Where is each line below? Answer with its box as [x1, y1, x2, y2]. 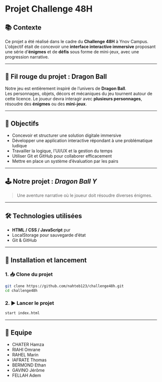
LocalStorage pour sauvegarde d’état [12, 232, 86, 238]
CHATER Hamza [12, 341, 44, 347]
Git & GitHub [12, 238, 37, 243]
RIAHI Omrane [12, 347, 40, 352]
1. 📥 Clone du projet [5, 271, 53, 277]
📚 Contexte [5, 23, 42, 32]
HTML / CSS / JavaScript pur [12, 227, 71, 233]
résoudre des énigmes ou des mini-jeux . [5, 101, 87, 107]
